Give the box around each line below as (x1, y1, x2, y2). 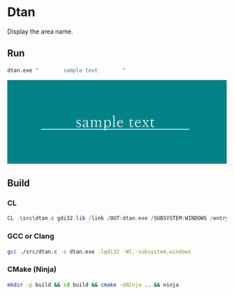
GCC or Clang (7, 232, 54, 241)
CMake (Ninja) (7, 264, 57, 274)
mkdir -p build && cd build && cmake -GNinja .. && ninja (7, 281, 179, 288)
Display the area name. (7, 27, 73, 36)
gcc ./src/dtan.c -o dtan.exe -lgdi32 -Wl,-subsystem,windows (7, 248, 192, 255)
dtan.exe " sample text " (7, 67, 127, 74)
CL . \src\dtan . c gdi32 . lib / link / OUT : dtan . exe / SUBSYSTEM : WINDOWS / (7, 215, 214, 222)
